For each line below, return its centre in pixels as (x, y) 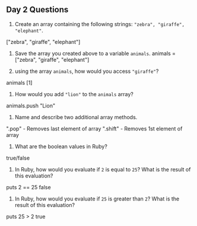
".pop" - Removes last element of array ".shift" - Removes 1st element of (94, 128)
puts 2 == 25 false (29, 187)
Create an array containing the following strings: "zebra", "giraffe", (100, 24)
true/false (18, 158)
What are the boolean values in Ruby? (61, 146)
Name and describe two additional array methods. (76, 117)
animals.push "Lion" (31, 106)
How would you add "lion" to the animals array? (74, 94)
